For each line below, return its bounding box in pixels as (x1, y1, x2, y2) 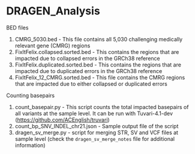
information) (14, 141, 46, 149)
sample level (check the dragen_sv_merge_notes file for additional (14, 135, 175, 142)
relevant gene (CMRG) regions (14, 42, 91, 49)
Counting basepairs (6, 92, 55, 99)
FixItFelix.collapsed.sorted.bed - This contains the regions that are (14, 48, 179, 55)
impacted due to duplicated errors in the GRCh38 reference (14, 67, 163, 74)
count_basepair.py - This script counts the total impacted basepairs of (14, 103, 189, 110)
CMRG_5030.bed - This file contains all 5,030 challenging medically (14, 35, 183, 43)
